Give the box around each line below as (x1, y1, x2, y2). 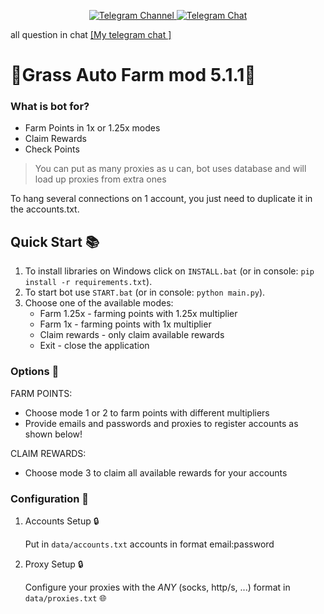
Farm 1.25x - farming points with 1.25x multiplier (39, 308, 238, 320)
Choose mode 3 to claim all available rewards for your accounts (24, 466, 288, 479)
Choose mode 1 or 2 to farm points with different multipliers (24, 406, 270, 419)
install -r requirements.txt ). (24, 276, 153, 288)
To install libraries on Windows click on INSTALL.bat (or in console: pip (24, 265, 315, 277)
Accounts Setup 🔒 (24, 515, 100, 527)
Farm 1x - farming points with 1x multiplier (39, 318, 212, 330)
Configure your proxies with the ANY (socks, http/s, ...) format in (24, 581, 291, 593)
